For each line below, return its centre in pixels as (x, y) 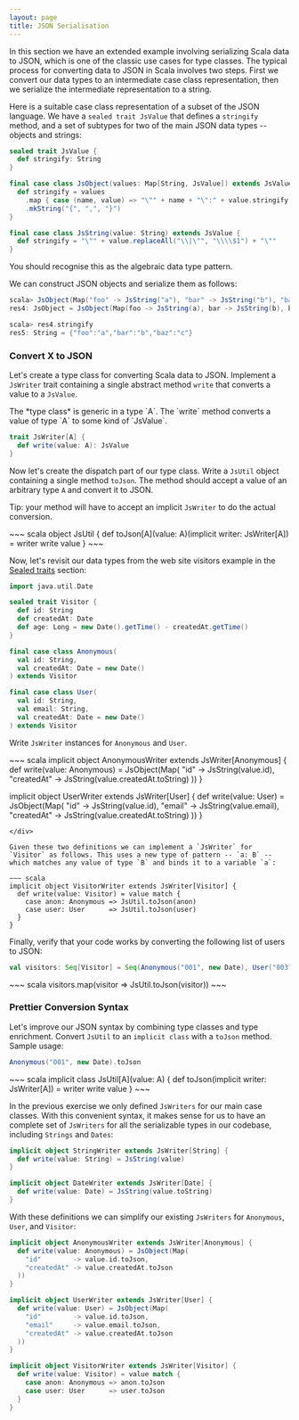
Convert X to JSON (51, 356)
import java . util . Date (51, 586)
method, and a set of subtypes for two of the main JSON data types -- (138, 125)
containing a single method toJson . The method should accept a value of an (148, 480)
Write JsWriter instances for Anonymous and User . (98, 743)
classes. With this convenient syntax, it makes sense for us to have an (137, 1115)
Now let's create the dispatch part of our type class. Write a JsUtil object (144, 471)
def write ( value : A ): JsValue (73, 445)
